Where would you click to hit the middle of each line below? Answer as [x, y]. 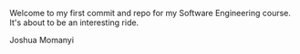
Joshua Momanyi [42, 40]
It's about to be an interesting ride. [74, 22]
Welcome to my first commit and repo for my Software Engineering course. [150, 13]
